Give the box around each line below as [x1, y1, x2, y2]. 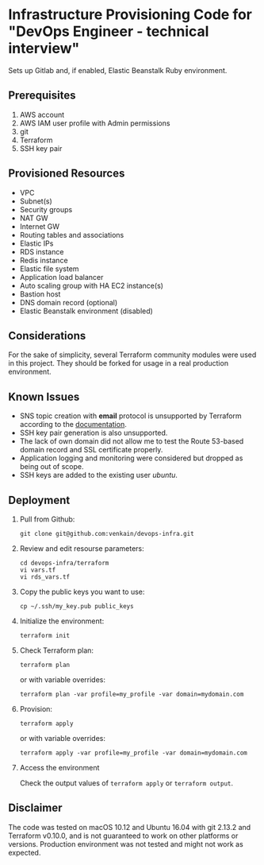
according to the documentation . [19, 420, 127, 429]
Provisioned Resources [8, 167, 125, 180]
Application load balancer [19, 272, 104, 281]
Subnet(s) [19, 196, 53, 206]
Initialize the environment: [19, 616, 105, 626]
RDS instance [19, 246, 64, 256]
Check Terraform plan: [19, 646, 94, 655]
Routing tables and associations [19, 230, 124, 239]
